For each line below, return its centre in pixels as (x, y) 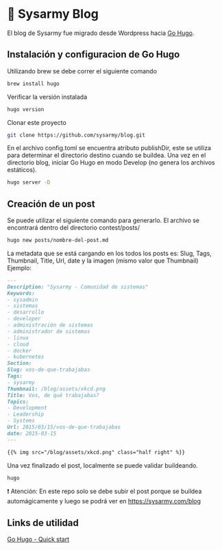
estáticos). (22, 170)
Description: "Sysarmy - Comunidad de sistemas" (78, 287)
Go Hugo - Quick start (38, 539)
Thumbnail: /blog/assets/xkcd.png (57, 389)
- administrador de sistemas (49, 331)
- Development (27, 408)
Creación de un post (51, 204)
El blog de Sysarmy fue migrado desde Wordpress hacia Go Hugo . (101, 33)
